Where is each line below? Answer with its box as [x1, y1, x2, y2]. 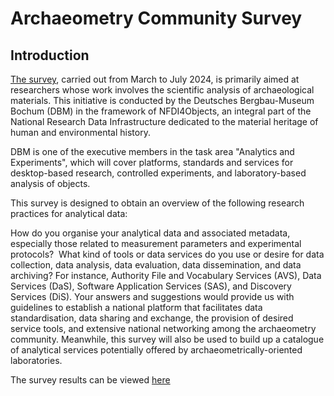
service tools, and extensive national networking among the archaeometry [10, 323, 317, 334]
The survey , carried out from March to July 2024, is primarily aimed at [10, 73, 300, 85]
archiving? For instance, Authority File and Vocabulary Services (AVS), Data [10, 270, 322, 281]
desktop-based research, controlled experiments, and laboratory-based [10, 167, 307, 179]
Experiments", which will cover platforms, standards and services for [10, 157, 294, 168]
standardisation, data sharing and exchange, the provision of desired [10, 312, 294, 324]
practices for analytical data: [10, 208, 128, 219]
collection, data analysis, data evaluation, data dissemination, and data [10, 259, 302, 271]
